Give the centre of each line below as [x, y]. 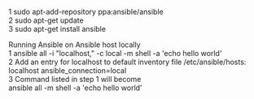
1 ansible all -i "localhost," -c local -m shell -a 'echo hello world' [115, 53]
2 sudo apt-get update [46, 20]
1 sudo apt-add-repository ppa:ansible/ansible [86, 12]
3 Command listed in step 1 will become [75, 79]
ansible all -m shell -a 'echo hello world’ [75, 88]
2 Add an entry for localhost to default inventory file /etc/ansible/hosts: [127, 62]
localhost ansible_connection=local [68, 71]
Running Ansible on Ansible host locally [74, 45]
